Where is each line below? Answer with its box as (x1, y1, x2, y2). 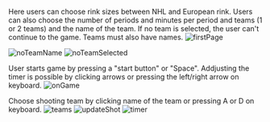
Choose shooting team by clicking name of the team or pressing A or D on (8, 96, 255, 105)
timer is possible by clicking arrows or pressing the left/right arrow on (8, 72, 239, 81)
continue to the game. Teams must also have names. (8, 32, 184, 42)
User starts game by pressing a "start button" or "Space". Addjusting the (8, 63, 250, 73)
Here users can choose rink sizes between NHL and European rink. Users (8, 7, 253, 16)
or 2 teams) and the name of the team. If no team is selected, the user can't (8, 24, 260, 33)
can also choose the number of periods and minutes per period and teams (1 (8, 15, 263, 25)
